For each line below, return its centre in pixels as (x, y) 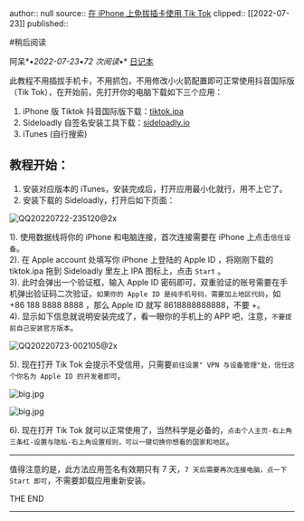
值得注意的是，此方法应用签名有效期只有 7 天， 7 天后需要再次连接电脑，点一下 (148, 468)
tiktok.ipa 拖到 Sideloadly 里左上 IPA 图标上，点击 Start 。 (118, 271)
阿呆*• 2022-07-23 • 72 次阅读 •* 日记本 (81, 61)
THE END (27, 498)
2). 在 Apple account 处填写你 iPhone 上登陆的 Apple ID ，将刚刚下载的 (142, 259)
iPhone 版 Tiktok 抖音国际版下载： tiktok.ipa (103, 111)
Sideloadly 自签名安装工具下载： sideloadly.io (106, 122)
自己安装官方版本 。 (47, 327)
